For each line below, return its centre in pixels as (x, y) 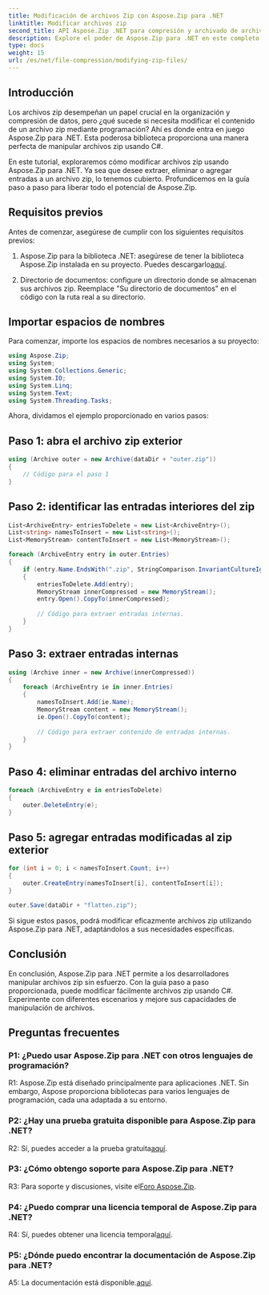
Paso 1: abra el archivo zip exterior (95, 441)
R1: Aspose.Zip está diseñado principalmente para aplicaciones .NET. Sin (129, 1083)
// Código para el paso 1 (66, 474)
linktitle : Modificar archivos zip (68, 23)
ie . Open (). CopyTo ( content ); (84, 717)
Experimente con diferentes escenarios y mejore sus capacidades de (122, 999)
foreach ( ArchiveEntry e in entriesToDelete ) (85, 790)
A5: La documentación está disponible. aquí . (81, 1283)
